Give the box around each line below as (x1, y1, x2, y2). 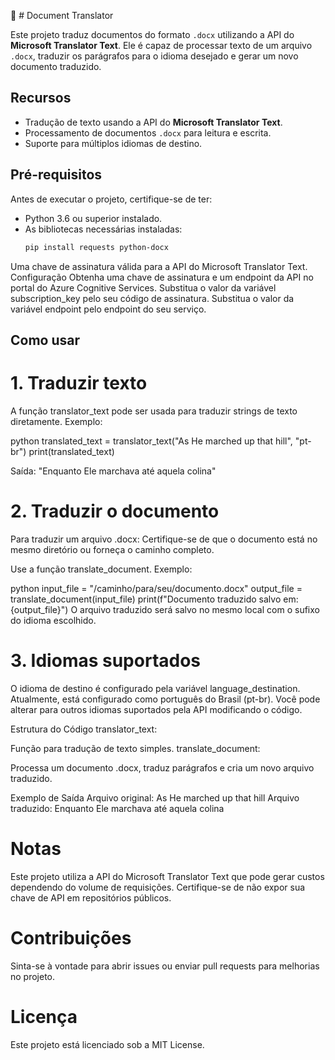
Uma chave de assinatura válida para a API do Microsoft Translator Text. (10, 260, 308, 272)
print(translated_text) (28, 445, 115, 457)
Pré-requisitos (10, 166, 103, 184)
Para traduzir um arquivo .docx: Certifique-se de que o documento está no (10, 533, 318, 545)
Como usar (10, 331, 81, 349)
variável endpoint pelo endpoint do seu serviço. (10, 303, 207, 315)
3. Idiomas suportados (10, 649, 202, 672)
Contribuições (10, 926, 132, 949)
